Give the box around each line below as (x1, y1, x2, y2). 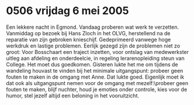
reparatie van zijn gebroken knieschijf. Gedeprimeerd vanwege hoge (6, 36, 171, 43)
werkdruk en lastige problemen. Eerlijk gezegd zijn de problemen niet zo (6, 42, 181, 49)
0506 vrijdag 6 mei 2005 (6, 4, 129, 18)
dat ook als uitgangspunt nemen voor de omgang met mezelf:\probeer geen (6, 79, 189, 86)
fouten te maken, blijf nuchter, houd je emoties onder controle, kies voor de (6, 86, 188, 93)
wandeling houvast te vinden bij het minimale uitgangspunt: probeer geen (6, 67, 183, 74)
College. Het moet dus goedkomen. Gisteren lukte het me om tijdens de (6, 60, 178, 68)
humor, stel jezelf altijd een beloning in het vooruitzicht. (6, 92, 139, 99)
